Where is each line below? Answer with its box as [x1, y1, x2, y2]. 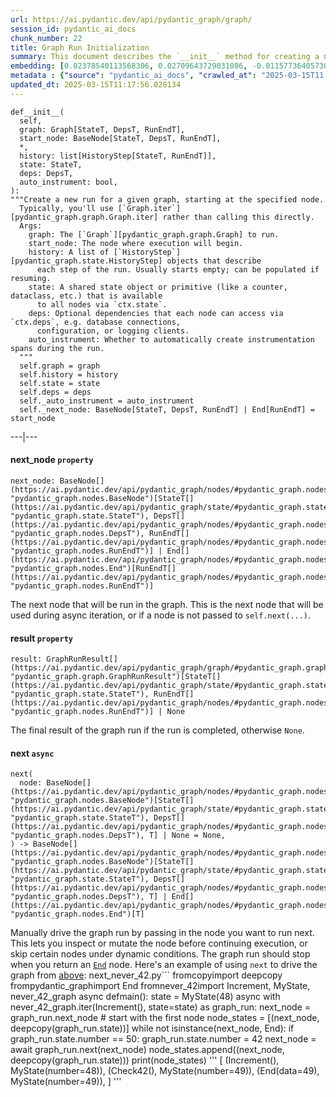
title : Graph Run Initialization [10, 42, 150, 53]
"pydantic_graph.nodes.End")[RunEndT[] [10, 563, 177, 573]
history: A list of [28, 247, 110, 257]
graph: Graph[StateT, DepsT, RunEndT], [19, 124, 186, 135]
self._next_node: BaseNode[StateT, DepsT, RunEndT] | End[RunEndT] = [19, 404, 315, 415]
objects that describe [166, 256, 262, 266]
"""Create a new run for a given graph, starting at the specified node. [10, 194, 325, 205]
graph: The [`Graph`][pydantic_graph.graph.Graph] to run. [28, 229, 280, 240]
